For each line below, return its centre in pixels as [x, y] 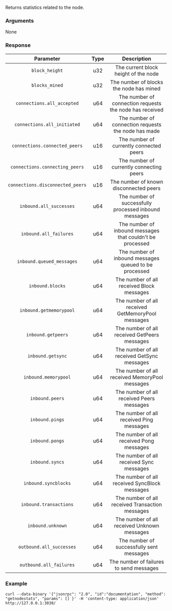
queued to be [137, 264]
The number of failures [137, 562]
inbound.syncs [47, 462]
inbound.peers [47, 398]
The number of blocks [136, 82]
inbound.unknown [47, 526]
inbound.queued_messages [47, 261]
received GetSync [137, 356]
